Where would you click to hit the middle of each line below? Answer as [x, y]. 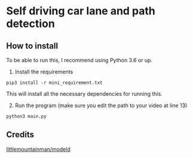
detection [30, 24]
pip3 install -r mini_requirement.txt [54, 83]
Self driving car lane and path [81, 11]
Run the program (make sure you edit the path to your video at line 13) [101, 105]
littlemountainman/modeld [38, 149]
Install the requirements [44, 72]
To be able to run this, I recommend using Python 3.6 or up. [79, 60]
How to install [32, 46]
